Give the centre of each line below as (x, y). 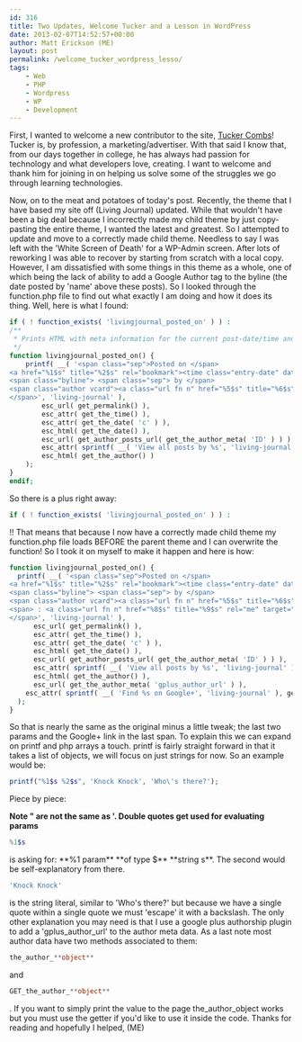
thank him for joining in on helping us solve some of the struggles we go (143, 174)
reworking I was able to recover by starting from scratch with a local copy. (147, 258)
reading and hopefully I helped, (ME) (77, 1028)
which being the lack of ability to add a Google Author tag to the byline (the (148, 277)
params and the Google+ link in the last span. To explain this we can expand (151, 737)
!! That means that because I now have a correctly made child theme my (143, 532)
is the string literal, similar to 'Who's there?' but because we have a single (146, 903)
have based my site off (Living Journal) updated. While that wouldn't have (146, 210)
